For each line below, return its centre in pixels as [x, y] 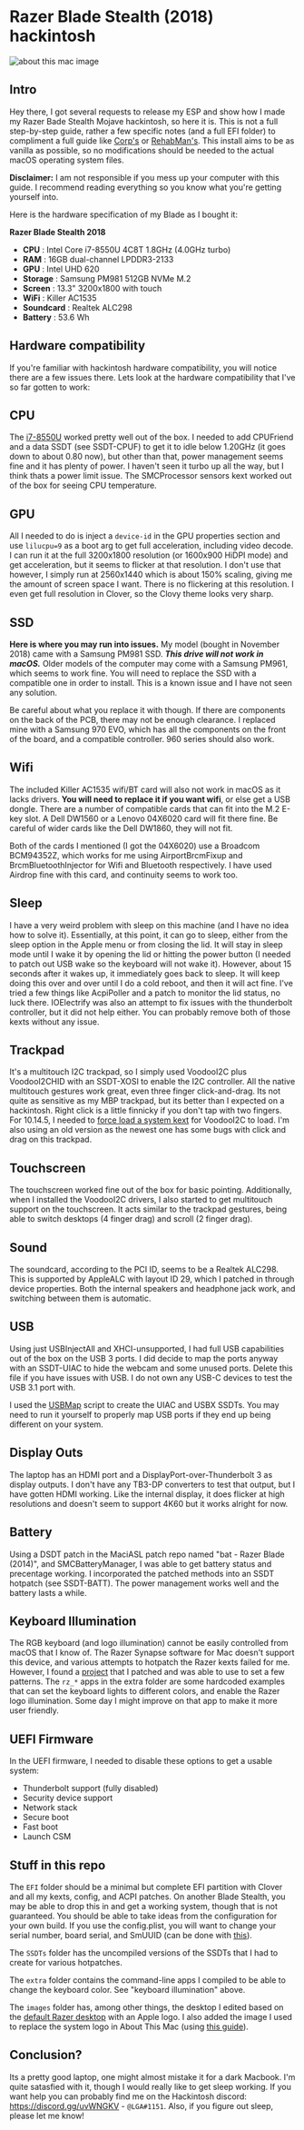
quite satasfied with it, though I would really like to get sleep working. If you [151, 2086]
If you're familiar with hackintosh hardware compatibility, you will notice [143, 367]
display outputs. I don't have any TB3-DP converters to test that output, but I [152, 1484]
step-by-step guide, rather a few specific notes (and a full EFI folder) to [142, 131]
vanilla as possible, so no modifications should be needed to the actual [142, 150]
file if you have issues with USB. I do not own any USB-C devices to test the [151, 1377]
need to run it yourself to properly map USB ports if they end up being [140, 1414]
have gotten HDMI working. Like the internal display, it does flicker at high [147, 1494]
